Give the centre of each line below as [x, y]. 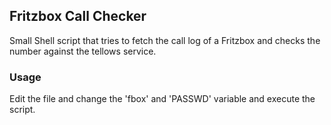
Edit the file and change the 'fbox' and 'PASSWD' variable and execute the [162, 99]
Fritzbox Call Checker [78, 16]
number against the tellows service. [83, 51]
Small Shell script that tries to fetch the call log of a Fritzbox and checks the [165, 40]
